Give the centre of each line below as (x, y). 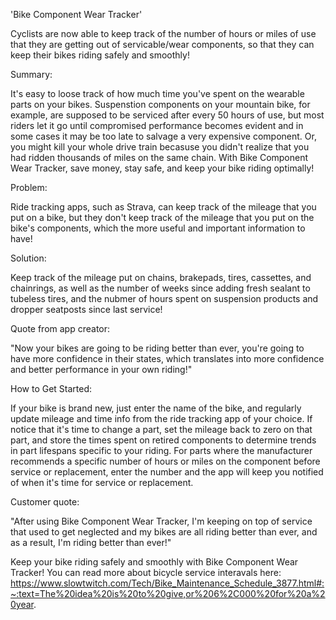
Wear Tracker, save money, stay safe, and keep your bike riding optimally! (162, 168)
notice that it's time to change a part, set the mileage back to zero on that (161, 429)
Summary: (31, 74)
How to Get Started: (51, 388)
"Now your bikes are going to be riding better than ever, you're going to (157, 348)
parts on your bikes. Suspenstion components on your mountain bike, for (160, 104)
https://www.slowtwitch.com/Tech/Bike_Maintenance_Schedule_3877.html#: (167, 583)
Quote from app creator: (60, 328)
